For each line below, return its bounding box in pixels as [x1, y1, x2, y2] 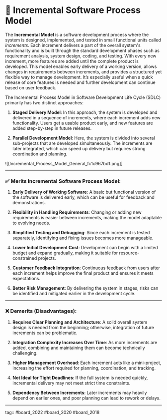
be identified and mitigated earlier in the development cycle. [12, 291, 136, 297]
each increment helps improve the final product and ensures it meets [12, 270, 154, 276]
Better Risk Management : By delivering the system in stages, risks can [12, 285, 159, 291]
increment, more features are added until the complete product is [5, 58, 139, 64]
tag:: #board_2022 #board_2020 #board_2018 [5, 409, 100, 415]
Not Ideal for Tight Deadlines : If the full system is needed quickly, [12, 375, 148, 381]
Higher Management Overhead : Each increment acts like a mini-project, [12, 360, 162, 366]
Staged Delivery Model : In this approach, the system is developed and [12, 109, 158, 115]
